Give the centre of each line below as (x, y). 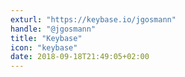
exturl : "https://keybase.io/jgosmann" (93, 19)
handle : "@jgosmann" (53, 29)
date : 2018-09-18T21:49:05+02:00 (80, 57)
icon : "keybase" (44, 47)
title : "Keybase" (46, 38)
